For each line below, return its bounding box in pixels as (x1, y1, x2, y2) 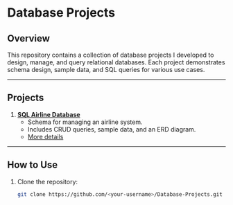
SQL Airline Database (17, 110, 81, 118)
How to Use (7, 159, 58, 171)
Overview (7, 33, 51, 44)
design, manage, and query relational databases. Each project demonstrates (7, 58, 225, 66)
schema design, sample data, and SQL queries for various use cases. (7, 66, 205, 73)
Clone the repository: (17, 177, 78, 186)
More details (27, 132, 64, 141)
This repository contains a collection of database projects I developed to (7, 51, 214, 59)
